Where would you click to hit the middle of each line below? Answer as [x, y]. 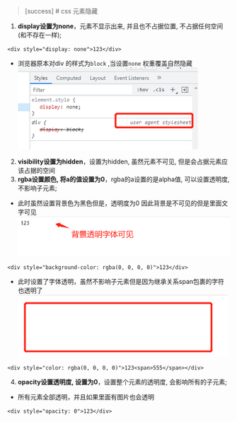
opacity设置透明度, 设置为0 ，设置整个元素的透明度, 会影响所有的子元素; [122, 382]
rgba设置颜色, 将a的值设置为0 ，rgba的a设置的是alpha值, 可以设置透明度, [123, 179]
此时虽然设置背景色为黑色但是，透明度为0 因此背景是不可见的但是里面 [120, 203]
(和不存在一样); [40, 35]
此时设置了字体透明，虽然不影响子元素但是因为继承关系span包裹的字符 [121, 281]
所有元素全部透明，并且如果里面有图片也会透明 [86, 397]
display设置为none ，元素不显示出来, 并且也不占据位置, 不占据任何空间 [120, 26]
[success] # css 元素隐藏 [61, 11]
